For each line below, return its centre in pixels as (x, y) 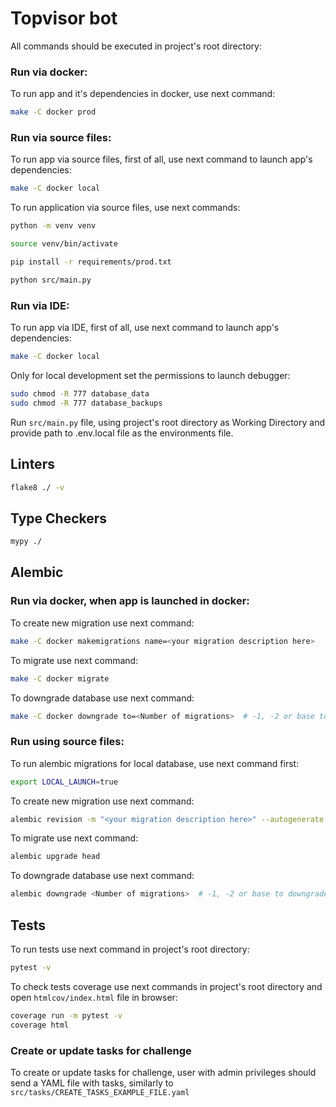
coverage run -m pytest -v (66, 1015)
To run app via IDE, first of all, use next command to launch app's (145, 328)
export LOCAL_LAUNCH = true (64, 782)
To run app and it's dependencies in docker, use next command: (143, 94)
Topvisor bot (64, 18)
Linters (32, 464)
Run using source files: (67, 742)
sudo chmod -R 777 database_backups (86, 403)
